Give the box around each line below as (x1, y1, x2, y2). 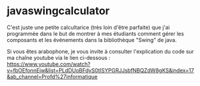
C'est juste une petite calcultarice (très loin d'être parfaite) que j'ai (7, 24, 170, 31)
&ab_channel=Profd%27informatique (7, 73, 98, 80)
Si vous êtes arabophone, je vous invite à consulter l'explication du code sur (7, 47, 195, 55)
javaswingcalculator (7, 4, 110, 18)
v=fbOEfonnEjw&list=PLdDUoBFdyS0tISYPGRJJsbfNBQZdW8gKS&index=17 (7, 66, 195, 74)
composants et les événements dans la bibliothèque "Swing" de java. (7, 36, 177, 43)
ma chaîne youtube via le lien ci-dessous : (7, 54, 110, 61)
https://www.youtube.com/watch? (7, 60, 91, 68)
